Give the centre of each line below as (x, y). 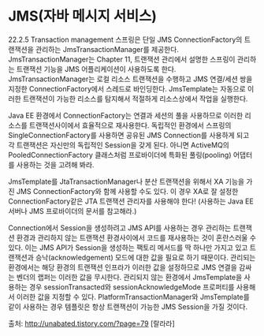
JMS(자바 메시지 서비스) (83, 16)
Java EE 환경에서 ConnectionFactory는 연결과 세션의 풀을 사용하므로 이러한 (126, 115)
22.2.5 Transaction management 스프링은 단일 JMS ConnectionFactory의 (125, 39)
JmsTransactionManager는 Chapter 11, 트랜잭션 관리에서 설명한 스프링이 (122, 59)
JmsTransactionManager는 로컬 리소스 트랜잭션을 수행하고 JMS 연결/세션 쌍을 (130, 79)
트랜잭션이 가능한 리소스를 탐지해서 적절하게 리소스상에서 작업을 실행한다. (135, 99)
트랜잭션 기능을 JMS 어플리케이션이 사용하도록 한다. (96, 69)
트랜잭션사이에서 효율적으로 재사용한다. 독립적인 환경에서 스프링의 (130, 125)
